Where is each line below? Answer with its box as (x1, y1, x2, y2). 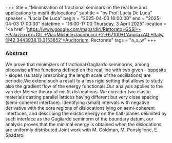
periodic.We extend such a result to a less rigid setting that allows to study (5, 78, 163, 84)
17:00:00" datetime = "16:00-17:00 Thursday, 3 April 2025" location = (20, 21, 167, 27)
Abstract (5, 50, 28, 57)
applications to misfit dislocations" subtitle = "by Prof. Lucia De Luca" (5, 10, 152, 16)
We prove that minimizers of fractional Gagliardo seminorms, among (5, 62, 150, 68)
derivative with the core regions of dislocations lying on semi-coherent (5, 105, 155, 111)
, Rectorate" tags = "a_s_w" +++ (88, 37, 157, 43)
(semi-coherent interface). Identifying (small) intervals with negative (5, 99, 150, 106)
